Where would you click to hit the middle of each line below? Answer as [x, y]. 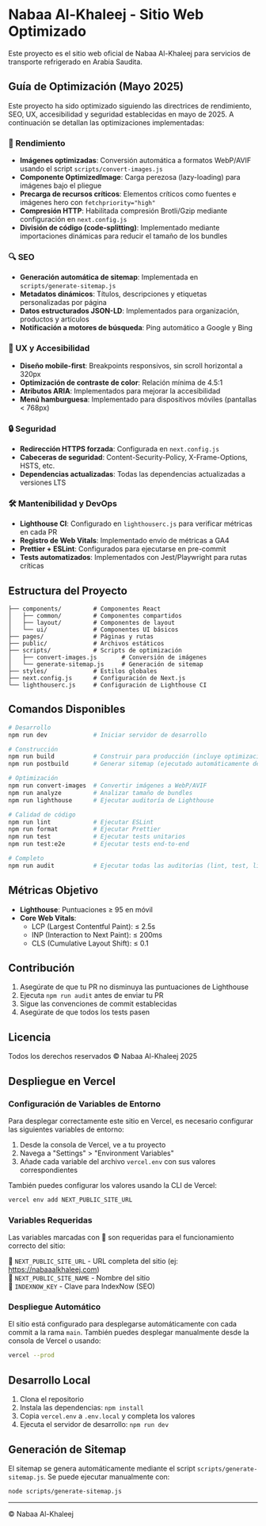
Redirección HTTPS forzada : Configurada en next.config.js [120, 448]
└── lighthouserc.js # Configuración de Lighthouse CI [108, 685]
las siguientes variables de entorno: [66, 1129]
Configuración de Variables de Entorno [84, 1104]
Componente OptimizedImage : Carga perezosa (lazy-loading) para [130, 177]
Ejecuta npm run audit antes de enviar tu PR [91, 995]
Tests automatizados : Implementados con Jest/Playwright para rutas [133, 558]
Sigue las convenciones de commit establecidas [98, 1004]
